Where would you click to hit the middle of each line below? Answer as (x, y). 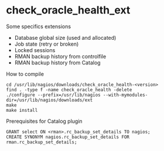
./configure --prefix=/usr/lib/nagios (53, 95)
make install (22, 110)
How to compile (25, 74)
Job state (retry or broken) (47, 44)
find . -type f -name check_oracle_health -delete (69, 90)
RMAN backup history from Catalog (57, 63)
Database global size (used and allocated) (65, 37)
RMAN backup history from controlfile (60, 56)
